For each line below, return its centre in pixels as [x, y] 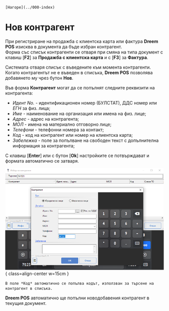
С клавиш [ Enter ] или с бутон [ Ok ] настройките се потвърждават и [77, 155]
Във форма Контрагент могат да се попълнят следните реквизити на [80, 87]
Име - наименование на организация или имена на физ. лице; [79, 114]
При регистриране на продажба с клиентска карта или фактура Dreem [82, 41]
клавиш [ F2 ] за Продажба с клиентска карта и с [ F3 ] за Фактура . [77, 57]
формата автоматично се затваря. [42, 161]
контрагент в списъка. [29, 289]
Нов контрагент [40, 28]
